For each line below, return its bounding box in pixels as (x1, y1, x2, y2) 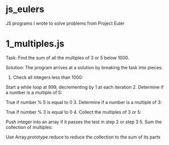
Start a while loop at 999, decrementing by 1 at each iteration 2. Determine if (6, 84, 164, 90)
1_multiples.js (6, 38, 64, 50)
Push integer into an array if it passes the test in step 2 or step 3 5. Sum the (6, 119, 162, 125)
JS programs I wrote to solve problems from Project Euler (6, 20, 125, 26)
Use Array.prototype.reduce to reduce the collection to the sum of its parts (6, 134, 160, 140)
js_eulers (6, 4, 45, 15)
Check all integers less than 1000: (13, 74, 83, 80)
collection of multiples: (6, 124, 53, 130)
